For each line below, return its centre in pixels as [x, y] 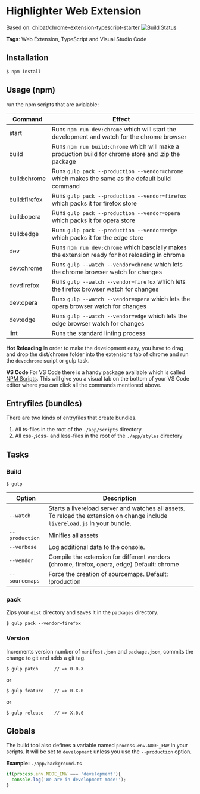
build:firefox [26, 200]
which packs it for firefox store [94, 203]
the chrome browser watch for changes [107, 272]
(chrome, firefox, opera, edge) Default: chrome [114, 565]
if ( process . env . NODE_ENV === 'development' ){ [63, 774]
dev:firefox [24, 285]
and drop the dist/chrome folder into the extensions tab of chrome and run [97, 354]
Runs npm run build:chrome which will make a [115, 146]
